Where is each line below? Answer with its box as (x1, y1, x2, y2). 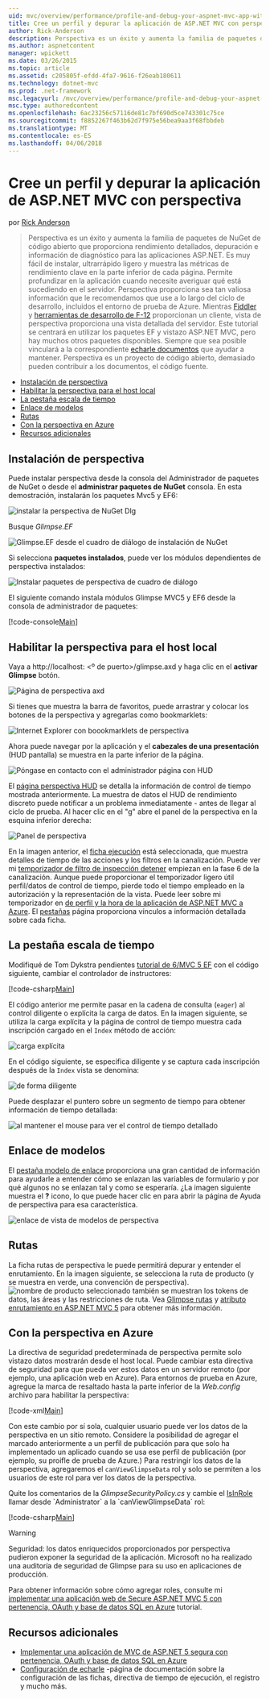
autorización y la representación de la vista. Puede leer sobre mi (8, 890, 221, 899)
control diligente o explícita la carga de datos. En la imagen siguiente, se (8, 1008, 247, 1018)
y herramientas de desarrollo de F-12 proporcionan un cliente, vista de (27, 310, 262, 320)
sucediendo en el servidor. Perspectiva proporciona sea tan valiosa (27, 285, 252, 294)
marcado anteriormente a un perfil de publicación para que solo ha (8, 1439, 231, 1448)
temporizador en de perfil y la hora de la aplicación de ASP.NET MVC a (8, 898, 243, 908)
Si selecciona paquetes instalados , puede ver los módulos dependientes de (8, 553, 261, 563)
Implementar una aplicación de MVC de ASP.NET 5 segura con (19, 1647, 228, 1657)
